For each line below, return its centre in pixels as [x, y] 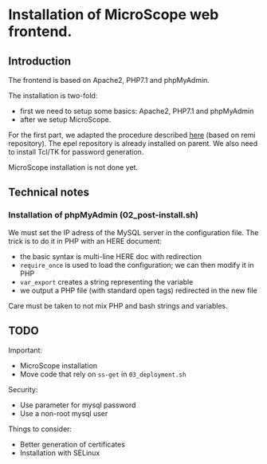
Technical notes [49, 193]
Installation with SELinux [60, 453]
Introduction [40, 61]
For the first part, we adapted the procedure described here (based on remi [132, 135]
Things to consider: [40, 429]
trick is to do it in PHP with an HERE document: [85, 241]
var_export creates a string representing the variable [106, 281]
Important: [25, 350]
